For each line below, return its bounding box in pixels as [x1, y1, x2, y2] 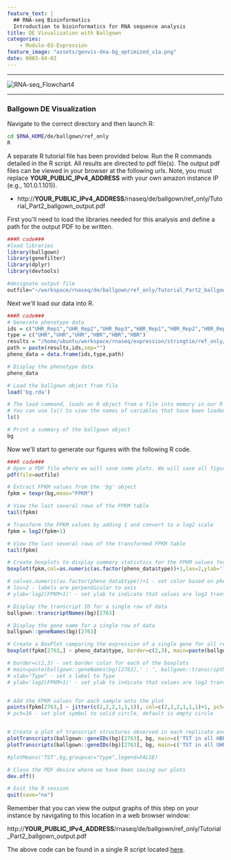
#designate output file [7, 280, 76, 287]
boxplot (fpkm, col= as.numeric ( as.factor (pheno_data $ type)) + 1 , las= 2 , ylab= [7, 566, 220, 573]
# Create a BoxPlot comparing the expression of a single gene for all [7, 641, 217, 648]
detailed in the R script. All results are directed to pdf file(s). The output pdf [7, 159, 220, 167]
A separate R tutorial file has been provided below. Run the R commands [7, 152, 212, 160]
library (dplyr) [7, 261, 51, 269]
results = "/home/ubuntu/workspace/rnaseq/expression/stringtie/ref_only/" [7, 338, 229, 345]
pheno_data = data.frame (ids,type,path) [7, 351, 125, 358]
